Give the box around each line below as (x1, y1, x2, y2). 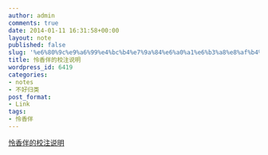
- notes (8, 78, 34, 86)
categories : (8, 71, 48, 79)
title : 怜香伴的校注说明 (8, 56, 81, 64)
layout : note (8, 33, 52, 42)
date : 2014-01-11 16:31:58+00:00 (8, 26, 120, 34)
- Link (8, 100, 30, 108)
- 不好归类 (8, 85, 40, 94)
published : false (8, 41, 66, 49)
